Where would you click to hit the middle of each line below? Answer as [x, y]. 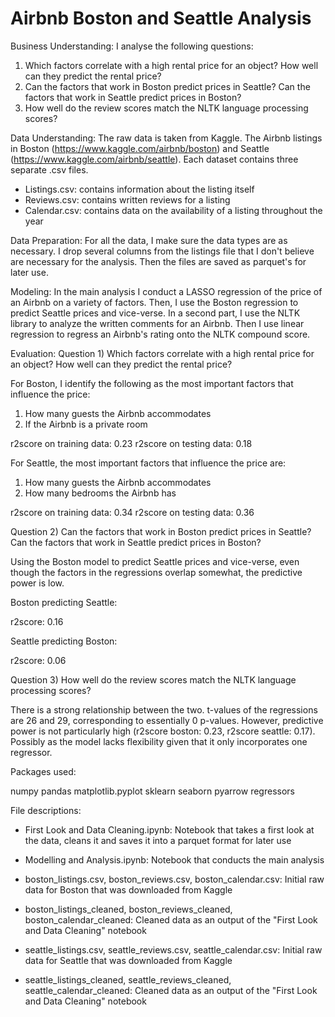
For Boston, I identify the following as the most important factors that [152, 383]
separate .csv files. [49, 169]
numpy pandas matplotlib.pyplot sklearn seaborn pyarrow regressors [152, 791]
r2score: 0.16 [37, 621]
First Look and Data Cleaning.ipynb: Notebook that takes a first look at [169, 829]
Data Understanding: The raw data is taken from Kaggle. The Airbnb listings [166, 138]
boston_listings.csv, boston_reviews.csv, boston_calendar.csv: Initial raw [174, 879]
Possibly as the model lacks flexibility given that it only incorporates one [159, 741]
